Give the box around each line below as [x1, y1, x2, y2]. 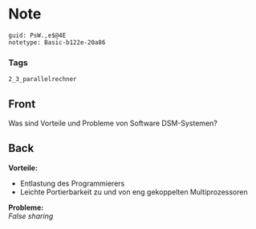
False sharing [8, 211, 54, 221]
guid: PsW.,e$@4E [8, 31, 67, 39]
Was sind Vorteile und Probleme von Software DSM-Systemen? [8, 118, 218, 129]
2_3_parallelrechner [8, 76, 78, 84]
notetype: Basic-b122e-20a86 [8, 38, 106, 47]
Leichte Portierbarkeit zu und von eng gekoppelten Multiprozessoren [19, 186, 248, 197]
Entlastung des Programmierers [19, 178, 125, 188]
